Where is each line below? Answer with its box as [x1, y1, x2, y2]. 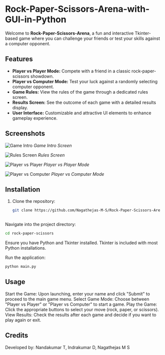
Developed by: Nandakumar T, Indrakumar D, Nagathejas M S [5, 344, 130, 350]
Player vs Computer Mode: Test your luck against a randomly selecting [12, 78, 158, 84]
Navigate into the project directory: [5, 222, 76, 227]
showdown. [30, 73, 54, 79]
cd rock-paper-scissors [5, 231, 54, 236]
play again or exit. [5, 317, 41, 323]
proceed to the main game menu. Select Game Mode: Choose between [5, 296, 149, 302]
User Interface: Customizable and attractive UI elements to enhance [12, 110, 152, 116]
